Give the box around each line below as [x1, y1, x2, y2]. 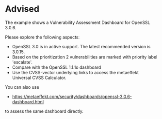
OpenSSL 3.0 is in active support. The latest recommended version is [12, 43, 151, 49]
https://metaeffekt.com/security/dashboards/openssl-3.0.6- [12, 94, 132, 99]
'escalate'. [12, 59, 33, 65]
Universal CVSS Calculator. [12, 75, 66, 80]
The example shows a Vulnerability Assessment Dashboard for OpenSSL [5, 20, 150, 25]
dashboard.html [12, 99, 44, 104]
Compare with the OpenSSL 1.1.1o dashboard [12, 64, 101, 70]
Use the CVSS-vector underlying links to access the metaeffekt [12, 69, 139, 75]
